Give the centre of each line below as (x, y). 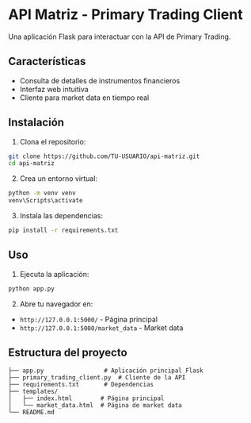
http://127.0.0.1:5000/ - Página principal (89, 319)
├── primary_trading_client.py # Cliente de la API (97, 378)
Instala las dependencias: (61, 216)
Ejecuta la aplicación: (54, 274)
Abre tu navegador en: (56, 304)
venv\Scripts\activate (46, 201)
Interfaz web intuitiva (54, 89)
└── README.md (32, 413)
